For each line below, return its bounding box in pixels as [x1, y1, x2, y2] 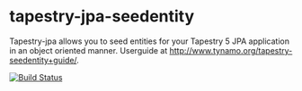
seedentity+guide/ [9, 54, 77, 65]
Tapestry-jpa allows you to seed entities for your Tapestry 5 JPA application [9, 36, 290, 46]
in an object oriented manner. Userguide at [9, 45, 168, 55]
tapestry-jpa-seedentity [9, 6, 195, 27]
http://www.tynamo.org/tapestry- [169, 45, 293, 55]
